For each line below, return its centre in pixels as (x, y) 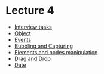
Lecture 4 (30, 10)
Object (22, 33)
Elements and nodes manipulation (56, 52)
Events (23, 39)
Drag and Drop (33, 58)
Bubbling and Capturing (43, 46)
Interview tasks (33, 27)
